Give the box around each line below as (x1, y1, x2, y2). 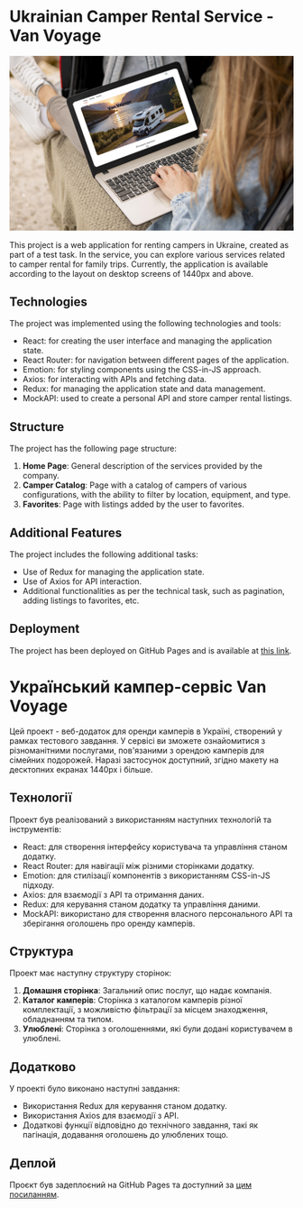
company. (22, 471, 60, 481)
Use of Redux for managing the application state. (22, 566, 205, 577)
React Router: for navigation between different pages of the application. (22, 354, 289, 366)
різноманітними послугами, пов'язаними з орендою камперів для (9, 745, 264, 755)
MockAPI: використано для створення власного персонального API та (22, 908, 293, 919)
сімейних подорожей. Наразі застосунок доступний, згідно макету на (9, 755, 280, 765)
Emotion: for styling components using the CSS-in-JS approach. (22, 364, 262, 375)
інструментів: (9, 823, 61, 835)
